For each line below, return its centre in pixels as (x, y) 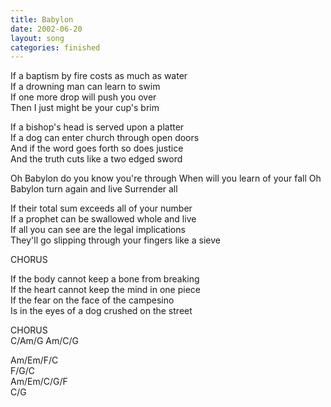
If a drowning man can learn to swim (85, 87)
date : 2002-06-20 (46, 29)
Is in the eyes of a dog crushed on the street (101, 311)
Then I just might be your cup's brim (85, 108)
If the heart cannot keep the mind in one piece (105, 290)
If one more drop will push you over (83, 97)
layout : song (37, 38)
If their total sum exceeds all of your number (101, 208)
